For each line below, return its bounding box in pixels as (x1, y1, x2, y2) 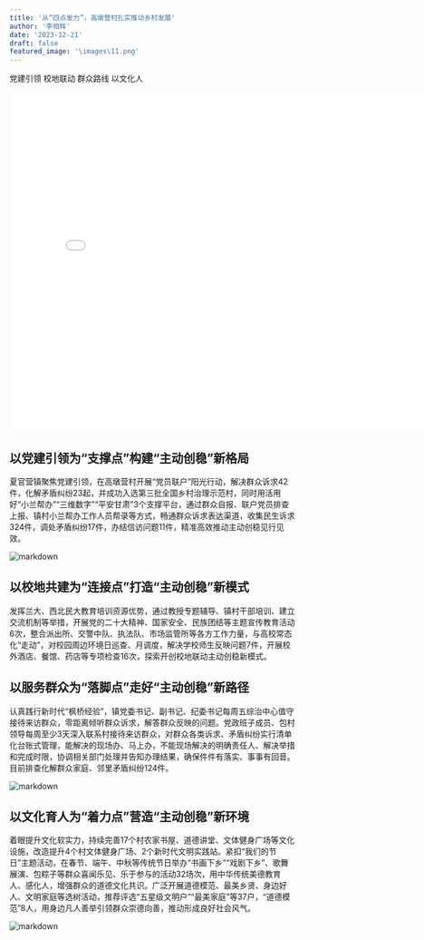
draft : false (9, 38, 59, 48)
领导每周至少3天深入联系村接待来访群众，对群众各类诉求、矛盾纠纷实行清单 (9, 728, 293, 739)
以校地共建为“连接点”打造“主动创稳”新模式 (9, 580, 250, 595)
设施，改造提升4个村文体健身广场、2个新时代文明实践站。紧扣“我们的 (9, 846, 269, 857)
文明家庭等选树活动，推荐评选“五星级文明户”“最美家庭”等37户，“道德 (24, 891, 283, 903)
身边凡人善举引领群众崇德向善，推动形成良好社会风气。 (49, 903, 256, 914)
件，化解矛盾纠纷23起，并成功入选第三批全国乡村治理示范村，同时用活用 (9, 487, 282, 498)
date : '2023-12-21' (9, 30, 83, 39)
